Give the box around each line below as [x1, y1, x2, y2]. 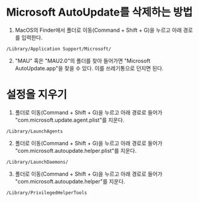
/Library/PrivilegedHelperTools [6, 189, 87, 195]
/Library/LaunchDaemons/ [6, 159, 69, 165]
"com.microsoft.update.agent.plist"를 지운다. [14, 116, 124, 123]
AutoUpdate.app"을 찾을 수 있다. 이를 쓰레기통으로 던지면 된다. [14, 64, 164, 72]
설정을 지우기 [6, 88, 67, 102]
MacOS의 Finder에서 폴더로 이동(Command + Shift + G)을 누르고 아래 [14, 26, 182, 34]
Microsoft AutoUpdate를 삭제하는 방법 [6, 5, 193, 19]
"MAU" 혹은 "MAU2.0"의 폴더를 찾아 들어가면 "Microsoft [14, 57, 151, 64]
